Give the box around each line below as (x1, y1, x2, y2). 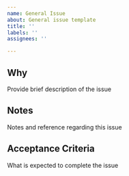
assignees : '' (7, 36, 48, 42)
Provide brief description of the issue (7, 85, 111, 93)
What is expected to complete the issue (7, 161, 119, 169)
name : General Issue (7, 10, 66, 17)
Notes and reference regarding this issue (7, 123, 122, 131)
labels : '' (7, 29, 38, 36)
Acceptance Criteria (7, 143, 95, 155)
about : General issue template (7, 16, 96, 23)
